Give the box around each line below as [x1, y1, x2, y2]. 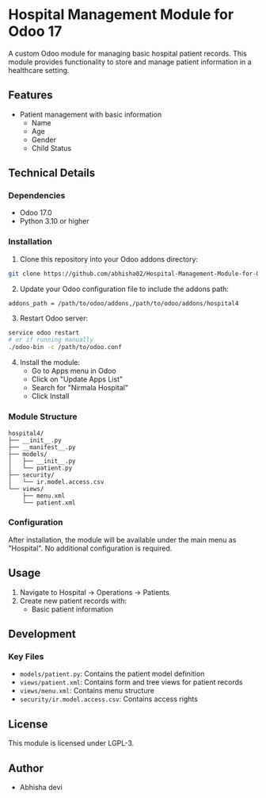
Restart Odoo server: [19, 313, 89, 323]
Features [8, 89, 53, 102]
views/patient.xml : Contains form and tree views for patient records [19, 677, 243, 687]
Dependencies [8, 190, 66, 201]
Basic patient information [31, 604, 113, 614]
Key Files [8, 650, 44, 662]
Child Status [31, 143, 72, 152]
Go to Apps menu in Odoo [31, 366, 116, 376]
